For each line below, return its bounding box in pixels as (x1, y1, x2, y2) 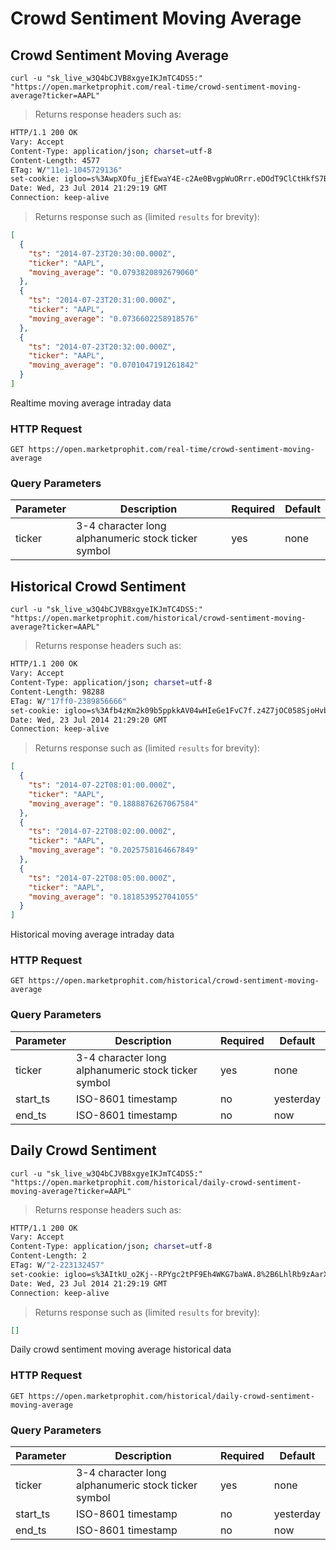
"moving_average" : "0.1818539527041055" (28, 892, 199, 902)
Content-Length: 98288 (10, 687, 105, 697)
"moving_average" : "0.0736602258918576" (28, 313, 199, 324)
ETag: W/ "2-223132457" (10, 1260, 105, 1271)
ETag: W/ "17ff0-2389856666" (10, 696, 128, 706)
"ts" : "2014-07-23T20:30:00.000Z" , (28, 248, 177, 259)
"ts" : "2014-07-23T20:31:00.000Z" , (28, 295, 177, 306)
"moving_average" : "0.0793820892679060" (28, 267, 199, 277)
